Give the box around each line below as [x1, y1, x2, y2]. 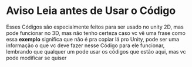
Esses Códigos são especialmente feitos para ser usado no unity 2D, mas [6, 23, 184, 30]
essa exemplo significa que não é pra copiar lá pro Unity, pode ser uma [6, 36, 180, 43]
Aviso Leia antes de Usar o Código [6, 4, 176, 17]
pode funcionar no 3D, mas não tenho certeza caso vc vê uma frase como [6, 29, 186, 36]
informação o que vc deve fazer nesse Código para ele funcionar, [6, 42, 165, 49]
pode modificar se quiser [6, 54, 67, 61]
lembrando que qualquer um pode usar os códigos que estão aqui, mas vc [6, 48, 186, 55]
